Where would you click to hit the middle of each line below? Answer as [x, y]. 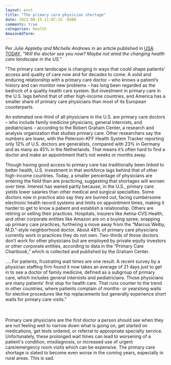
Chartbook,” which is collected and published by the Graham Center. [77, 251]
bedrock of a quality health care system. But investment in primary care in [83, 91]
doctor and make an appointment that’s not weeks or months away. [76, 155]
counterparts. [20, 107]
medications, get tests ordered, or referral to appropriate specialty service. [84, 331]
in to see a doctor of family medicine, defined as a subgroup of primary [80, 272]
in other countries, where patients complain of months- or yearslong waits [83, 288]
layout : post [19, 10]
